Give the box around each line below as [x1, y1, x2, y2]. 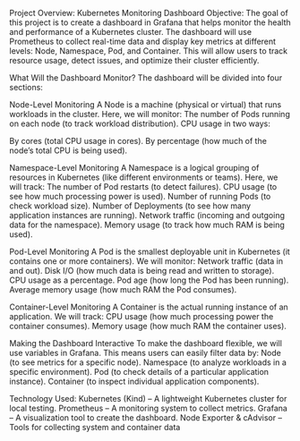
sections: [9, 82, 43, 92]
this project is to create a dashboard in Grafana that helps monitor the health [9, 17, 291, 28]
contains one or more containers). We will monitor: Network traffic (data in [9, 256, 284, 267]
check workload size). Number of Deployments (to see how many [9, 200, 252, 211]
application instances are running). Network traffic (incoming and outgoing [9, 210, 285, 220]
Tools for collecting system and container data [9, 422, 181, 432]
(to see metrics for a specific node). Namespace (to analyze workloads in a [9, 357, 287, 368]
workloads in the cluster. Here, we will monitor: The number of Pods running [9, 109, 291, 119]
